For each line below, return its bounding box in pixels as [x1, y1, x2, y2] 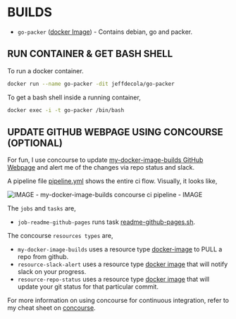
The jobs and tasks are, [7, 204, 76, 213]
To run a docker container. [7, 66, 84, 75]
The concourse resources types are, [7, 232, 113, 240]
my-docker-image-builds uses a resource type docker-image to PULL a [17, 245, 223, 254]
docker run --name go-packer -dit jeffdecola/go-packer [7, 80, 175, 87]
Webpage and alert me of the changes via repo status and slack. [7, 163, 195, 172]
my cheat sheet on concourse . [7, 304, 97, 312]
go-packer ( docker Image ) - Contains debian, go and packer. [17, 27, 193, 36]
